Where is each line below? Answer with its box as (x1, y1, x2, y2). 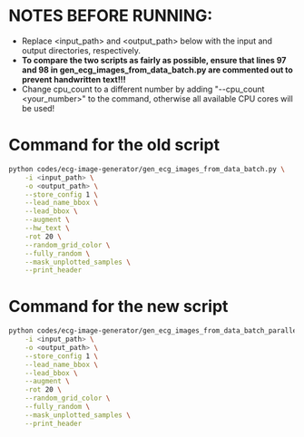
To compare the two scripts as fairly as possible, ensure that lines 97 (21, 54, 287, 65)
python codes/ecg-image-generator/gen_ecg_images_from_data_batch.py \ (8, 164, 285, 173)
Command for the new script (8, 296, 229, 317)
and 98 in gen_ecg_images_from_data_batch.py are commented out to (21, 64, 294, 75)
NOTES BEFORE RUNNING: (8, 5, 213, 26)
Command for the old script (8, 135, 220, 155)
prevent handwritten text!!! (21, 73, 126, 84)
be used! (21, 102, 55, 113)
